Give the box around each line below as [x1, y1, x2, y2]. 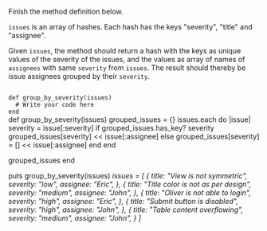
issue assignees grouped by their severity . [8, 72, 150, 80]
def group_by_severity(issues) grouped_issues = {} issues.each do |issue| [8, 115, 251, 124]
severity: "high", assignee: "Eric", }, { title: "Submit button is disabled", [8, 197, 238, 206]
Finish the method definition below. [8, 7, 124, 16]
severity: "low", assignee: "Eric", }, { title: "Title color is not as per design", [8, 179, 252, 189]
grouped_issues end [8, 155, 76, 165]
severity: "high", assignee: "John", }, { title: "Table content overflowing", [8, 205, 244, 214]
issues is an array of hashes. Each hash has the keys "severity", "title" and [8, 22, 253, 31]
